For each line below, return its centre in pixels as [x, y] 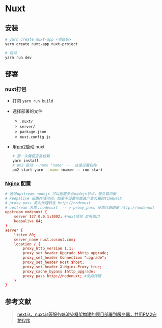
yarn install [26, 161]
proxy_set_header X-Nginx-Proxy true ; [62, 267]
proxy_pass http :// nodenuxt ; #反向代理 [62, 276]
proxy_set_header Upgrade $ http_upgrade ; [66, 253]
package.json [33, 132]
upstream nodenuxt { [26, 212]
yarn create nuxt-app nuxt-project [41, 44]
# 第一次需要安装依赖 [31, 156]
